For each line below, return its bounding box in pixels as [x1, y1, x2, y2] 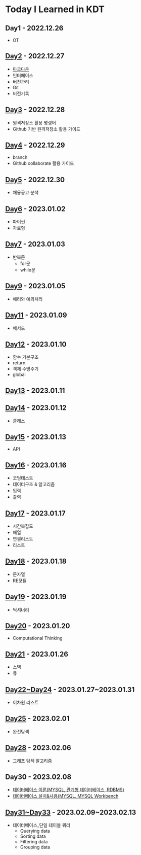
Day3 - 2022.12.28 [5, 106, 65, 114]
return [12, 360, 26, 366]
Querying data [20, 828, 51, 834]
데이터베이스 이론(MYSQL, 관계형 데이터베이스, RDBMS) [12, 786, 125, 793]
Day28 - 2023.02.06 [5, 743, 72, 752]
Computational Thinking [12, 635, 63, 641]
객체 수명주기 [12, 366, 39, 372]
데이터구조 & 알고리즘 [12, 481, 55, 488]
